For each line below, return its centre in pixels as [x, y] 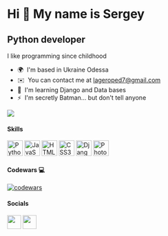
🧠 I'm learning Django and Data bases [71, 90]
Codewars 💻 [26, 170]
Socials [18, 203]
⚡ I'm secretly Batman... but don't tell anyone [82, 98]
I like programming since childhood [57, 56]
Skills [15, 129]
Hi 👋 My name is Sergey [76, 14]
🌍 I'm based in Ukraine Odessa [63, 69]
